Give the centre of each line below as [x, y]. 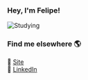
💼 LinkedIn [22, 69]
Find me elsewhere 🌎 [44, 44]
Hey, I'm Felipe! [34, 10]
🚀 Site [16, 62]
